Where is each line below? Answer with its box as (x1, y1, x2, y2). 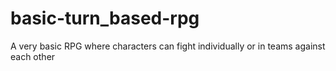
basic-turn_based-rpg (10, 7, 200, 30)
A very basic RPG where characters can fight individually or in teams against (10, 40, 326, 52)
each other (10, 50, 56, 62)
